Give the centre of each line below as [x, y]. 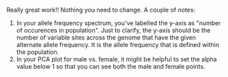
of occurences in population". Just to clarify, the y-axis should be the [113, 30]
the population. [38, 52]
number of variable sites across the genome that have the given [106, 37]
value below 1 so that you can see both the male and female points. [111, 66]
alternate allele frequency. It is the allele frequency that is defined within [118, 45]
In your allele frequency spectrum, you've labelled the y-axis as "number [118, 23]
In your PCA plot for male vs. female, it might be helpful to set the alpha [116, 59]
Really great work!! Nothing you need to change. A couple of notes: [101, 10]
